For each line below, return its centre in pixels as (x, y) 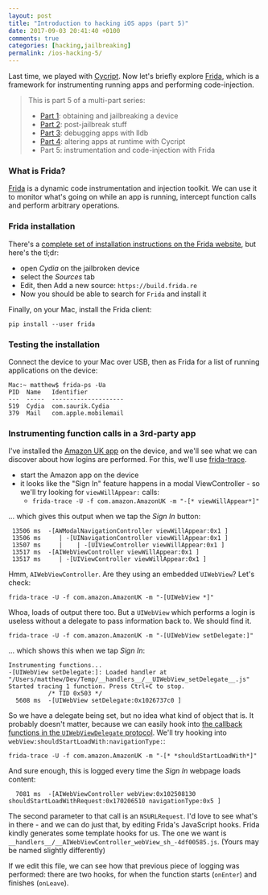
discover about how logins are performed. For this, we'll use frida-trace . (128, 460)
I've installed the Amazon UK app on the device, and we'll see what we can (133, 451)
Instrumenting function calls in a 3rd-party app (102, 433)
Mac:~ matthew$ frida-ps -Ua (57, 385)
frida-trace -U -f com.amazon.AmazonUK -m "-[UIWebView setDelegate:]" (131, 636)
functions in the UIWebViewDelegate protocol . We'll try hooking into (118, 732)
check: (20, 583)
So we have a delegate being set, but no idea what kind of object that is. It (131, 716)
